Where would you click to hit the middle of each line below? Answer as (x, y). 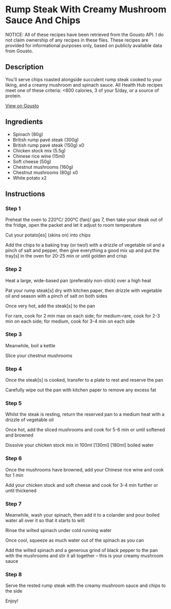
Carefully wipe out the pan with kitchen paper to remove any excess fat (81, 390)
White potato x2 (30, 178)
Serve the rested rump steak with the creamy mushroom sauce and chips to (85, 585)
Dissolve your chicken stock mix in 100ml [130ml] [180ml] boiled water (80, 445)
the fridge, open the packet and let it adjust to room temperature (73, 225)
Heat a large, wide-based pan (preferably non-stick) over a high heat (78, 280)
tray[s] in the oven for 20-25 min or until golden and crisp (66, 256)
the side (14, 591)
